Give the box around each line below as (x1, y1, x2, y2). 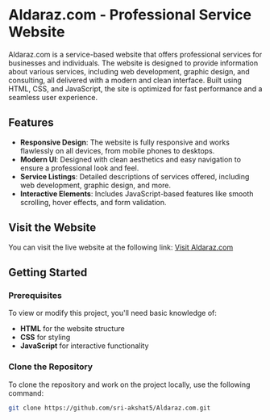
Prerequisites (8, 289, 62, 300)
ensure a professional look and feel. (19, 163, 139, 173)
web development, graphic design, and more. (19, 180, 172, 190)
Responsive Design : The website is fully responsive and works (19, 137, 230, 147)
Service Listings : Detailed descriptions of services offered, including (19, 171, 250, 181)
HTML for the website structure (19, 324, 125, 334)
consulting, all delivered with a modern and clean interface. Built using (8, 75, 242, 85)
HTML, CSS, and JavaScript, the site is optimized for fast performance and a (8, 83, 263, 94)
